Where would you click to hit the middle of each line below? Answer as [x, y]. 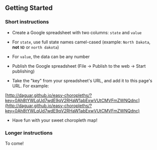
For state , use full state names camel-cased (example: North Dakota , [81, 42]
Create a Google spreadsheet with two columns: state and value [77, 32]
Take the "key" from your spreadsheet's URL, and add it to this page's [82, 80]
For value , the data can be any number [51, 56]
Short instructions [27, 22]
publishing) [23, 71]
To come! [15, 143]
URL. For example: [31, 86]
